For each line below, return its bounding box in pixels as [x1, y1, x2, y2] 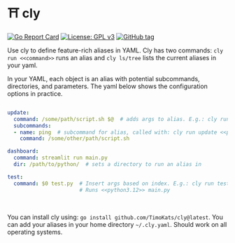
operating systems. [7, 228, 63, 236]
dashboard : [7, 148, 39, 155]
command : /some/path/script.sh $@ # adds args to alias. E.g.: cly [13, 116, 218, 123]
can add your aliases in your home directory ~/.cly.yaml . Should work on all [7, 220, 227, 228]
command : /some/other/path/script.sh [20, 135, 130, 142]
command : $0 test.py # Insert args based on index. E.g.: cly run [13, 180, 215, 187]
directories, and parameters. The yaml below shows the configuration [7, 82, 208, 90]
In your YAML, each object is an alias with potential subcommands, [7, 74, 201, 83]
